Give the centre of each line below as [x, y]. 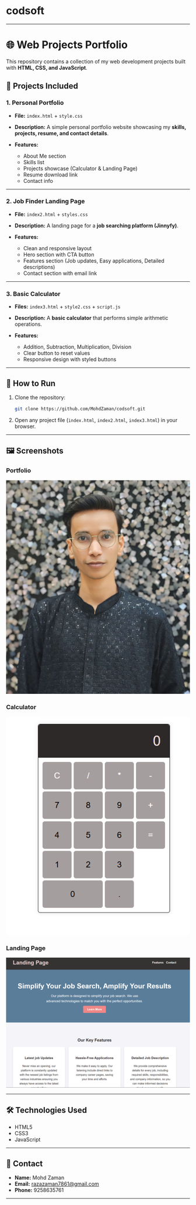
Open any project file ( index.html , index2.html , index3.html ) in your [96, 420]
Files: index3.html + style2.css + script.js [67, 307]
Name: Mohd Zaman [39, 1178]
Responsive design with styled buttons [70, 359]
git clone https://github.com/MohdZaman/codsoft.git [80, 409]
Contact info [38, 181]
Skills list [34, 162]
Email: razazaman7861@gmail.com [57, 1184]
